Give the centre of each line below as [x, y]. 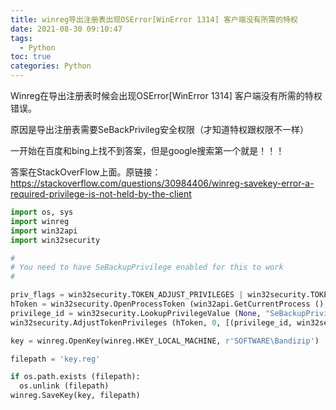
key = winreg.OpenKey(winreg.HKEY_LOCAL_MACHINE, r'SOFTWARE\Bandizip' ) [165, 341]
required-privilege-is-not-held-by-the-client [101, 194]
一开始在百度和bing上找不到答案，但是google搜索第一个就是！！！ [147, 150]
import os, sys [42, 212]
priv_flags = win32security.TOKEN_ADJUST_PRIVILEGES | [127, 295]
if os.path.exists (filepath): [75, 377]
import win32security [55, 240]
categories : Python [51, 66]
